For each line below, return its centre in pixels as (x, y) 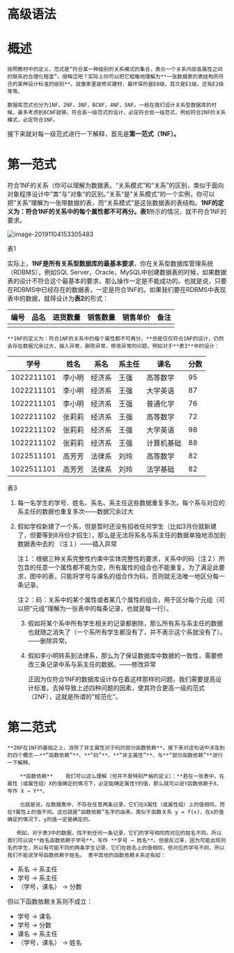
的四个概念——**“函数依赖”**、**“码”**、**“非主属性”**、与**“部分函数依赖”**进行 (115, 755)
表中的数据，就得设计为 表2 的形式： (58, 298)
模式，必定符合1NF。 (33, 120)
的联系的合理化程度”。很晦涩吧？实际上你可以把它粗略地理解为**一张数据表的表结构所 (113, 77)
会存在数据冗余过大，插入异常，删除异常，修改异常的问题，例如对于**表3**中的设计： (114, 347)
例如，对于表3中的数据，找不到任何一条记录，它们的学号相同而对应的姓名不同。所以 (119, 833)
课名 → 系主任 (37, 934)
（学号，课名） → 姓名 (49, 943)
